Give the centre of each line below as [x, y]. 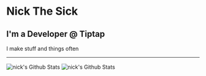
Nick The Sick [42, 11]
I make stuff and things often [43, 48]
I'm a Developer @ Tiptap [56, 34]
